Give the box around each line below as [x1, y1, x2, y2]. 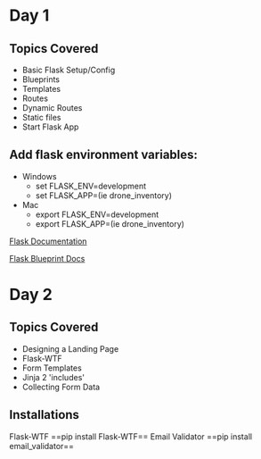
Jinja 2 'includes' [21, 371, 85, 382]
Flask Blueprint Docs [9, 253, 86, 263]
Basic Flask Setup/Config [21, 64, 116, 75]
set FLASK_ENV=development [35, 180, 147, 191]
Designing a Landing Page [21, 343, 119, 354]
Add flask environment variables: [9, 147, 199, 163]
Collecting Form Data [21, 381, 101, 392]
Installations [9, 407, 80, 422]
